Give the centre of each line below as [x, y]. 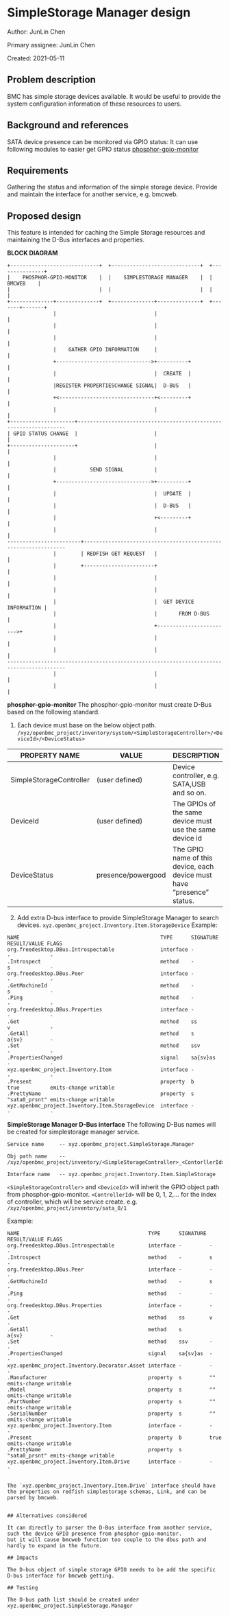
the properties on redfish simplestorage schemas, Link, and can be [107, 1492]
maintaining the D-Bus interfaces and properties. [76, 240]
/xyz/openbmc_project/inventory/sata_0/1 [67, 1208]
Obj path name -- [37, 1157]
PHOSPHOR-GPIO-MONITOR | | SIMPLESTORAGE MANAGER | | [117, 278]
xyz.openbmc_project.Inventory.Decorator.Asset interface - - [110, 1366]
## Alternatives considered [47, 1516]
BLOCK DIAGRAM [33, 253]
